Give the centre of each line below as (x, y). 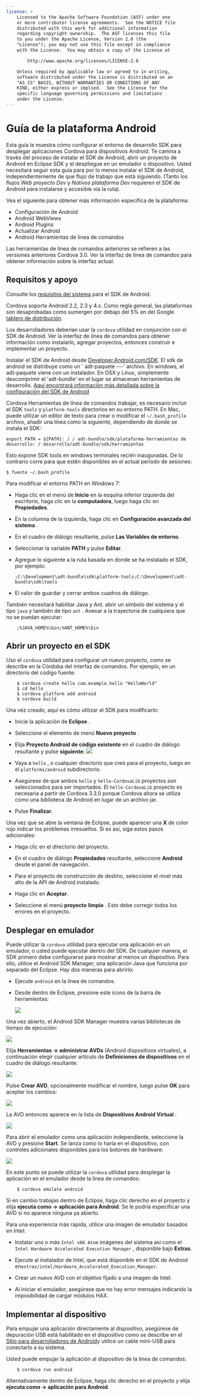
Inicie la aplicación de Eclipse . (52, 722)
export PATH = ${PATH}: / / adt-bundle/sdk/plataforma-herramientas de (96, 439)
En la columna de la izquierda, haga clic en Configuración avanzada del (103, 518)
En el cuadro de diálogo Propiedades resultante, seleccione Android (98, 858)
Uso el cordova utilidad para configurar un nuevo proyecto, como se (89, 660)
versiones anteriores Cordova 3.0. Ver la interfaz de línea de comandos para (99, 255)
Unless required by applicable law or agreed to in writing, (93, 72)
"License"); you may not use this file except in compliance (93, 45)
